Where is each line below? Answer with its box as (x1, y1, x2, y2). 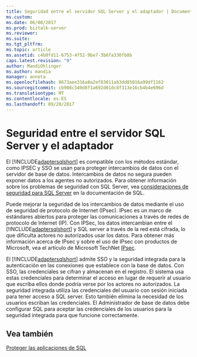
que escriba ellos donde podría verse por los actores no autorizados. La (6, 281, 180, 288)
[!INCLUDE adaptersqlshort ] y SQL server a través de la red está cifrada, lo (6, 226, 186, 233)
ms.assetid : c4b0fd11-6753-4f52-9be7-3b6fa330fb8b (6, 52, 133, 58)
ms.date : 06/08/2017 (6, 19, 57, 25)
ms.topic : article (6, 47, 51, 53)
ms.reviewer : (6, 30, 38, 36)
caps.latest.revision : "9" (6, 57, 72, 63)
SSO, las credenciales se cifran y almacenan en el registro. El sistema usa (6, 268, 184, 276)
